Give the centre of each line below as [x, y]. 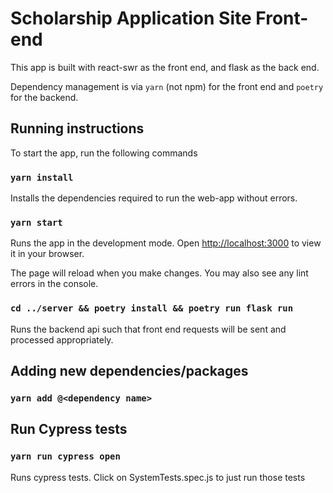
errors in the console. [54, 284]
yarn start [36, 222]
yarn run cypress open [65, 456]
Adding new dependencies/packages [129, 371]
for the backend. [44, 97]
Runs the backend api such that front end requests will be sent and [148, 329]
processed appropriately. [62, 339]
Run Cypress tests [69, 429]
